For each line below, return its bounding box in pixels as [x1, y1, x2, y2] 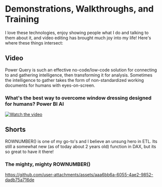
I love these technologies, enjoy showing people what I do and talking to [5, 30, 149, 35]
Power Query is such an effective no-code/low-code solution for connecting [5, 67, 157, 73]
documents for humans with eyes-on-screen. [5, 82, 95, 88]
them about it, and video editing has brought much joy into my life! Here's [5, 35, 151, 41]
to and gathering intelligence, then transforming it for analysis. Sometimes [5, 72, 153, 78]
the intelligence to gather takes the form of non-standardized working [5, 77, 144, 83]
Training [5, 14, 40, 25]
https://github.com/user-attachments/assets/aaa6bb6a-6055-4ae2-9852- [5, 172, 154, 178]
